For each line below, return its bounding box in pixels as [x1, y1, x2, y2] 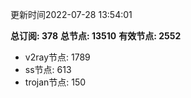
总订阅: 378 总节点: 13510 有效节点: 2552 [10, 30, 182, 42]
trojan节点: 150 [24, 76, 87, 88]
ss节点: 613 [24, 64, 72, 75]
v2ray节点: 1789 [24, 51, 91, 63]
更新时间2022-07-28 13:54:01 [10, 9, 133, 20]
